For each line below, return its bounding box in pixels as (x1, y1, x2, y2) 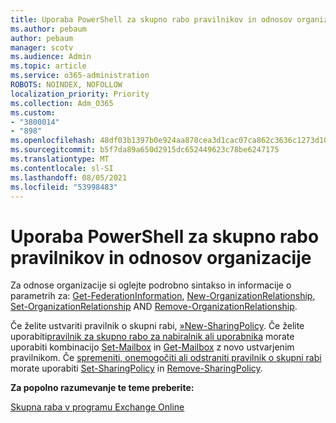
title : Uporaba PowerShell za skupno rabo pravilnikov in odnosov (10, 14, 293, 25)
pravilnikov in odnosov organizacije (10, 246, 312, 269)
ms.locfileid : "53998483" (10, 182, 118, 192)
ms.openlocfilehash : (10, 136, 97, 146)
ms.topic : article (10, 61, 87, 71)
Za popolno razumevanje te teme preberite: (10, 382, 195, 394)
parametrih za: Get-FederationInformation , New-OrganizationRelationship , (10, 290, 316, 302)
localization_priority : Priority (10, 89, 150, 99)
